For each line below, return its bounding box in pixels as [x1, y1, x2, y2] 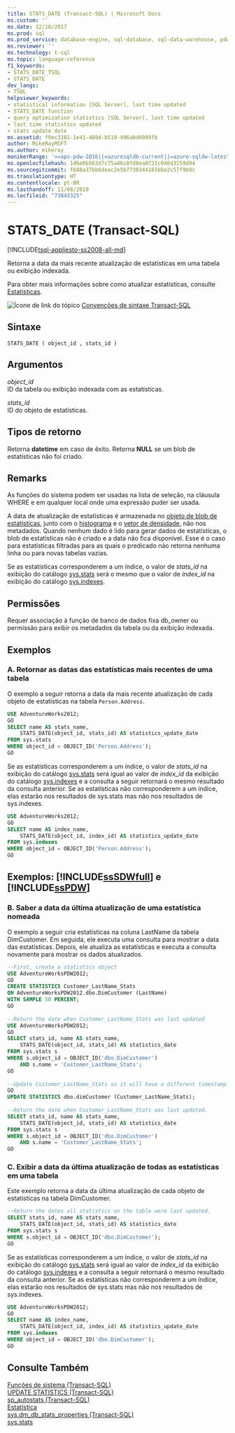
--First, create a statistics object [7, 963, 117, 971]
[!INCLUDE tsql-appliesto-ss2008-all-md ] [7, 245, 126, 254]
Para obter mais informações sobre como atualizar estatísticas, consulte [7, 280, 215, 289]
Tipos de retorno [7, 426, 82, 438]
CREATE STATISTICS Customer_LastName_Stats [7, 983, 136, 990]
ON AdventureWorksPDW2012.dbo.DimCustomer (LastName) [7, 990, 168, 997]
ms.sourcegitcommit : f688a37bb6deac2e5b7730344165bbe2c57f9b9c [7, 166, 196, 173]
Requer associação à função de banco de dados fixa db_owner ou [7, 616, 199, 625]
